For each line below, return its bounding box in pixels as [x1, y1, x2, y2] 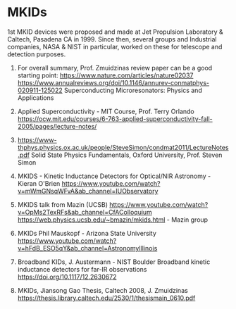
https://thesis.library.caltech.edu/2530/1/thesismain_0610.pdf [17, 294, 196, 302]
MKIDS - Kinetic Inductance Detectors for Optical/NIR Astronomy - [17, 172, 211, 180]
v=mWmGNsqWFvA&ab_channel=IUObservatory [17, 187, 159, 195]
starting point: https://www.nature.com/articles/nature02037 [17, 71, 194, 80]
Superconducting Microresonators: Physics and [63, 86, 202, 94]
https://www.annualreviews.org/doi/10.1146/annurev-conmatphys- [17, 78, 210, 87]
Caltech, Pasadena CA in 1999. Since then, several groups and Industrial [7, 34, 217, 43]
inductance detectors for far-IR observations [17, 265, 147, 273]
